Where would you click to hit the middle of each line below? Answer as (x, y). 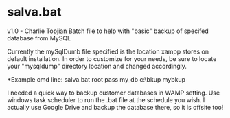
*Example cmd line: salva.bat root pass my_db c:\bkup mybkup (96, 79)
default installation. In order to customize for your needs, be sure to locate (112, 58)
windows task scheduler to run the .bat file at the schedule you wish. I (106, 99)
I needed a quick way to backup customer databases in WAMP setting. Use (114, 93)
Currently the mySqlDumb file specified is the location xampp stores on (108, 51)
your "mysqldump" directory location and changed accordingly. (97, 66)
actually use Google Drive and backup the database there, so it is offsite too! (115, 107)
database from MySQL (39, 38)
